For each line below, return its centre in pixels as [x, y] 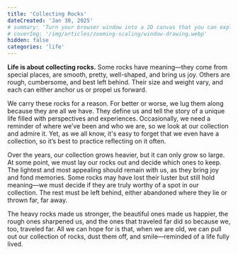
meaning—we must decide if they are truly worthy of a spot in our [103, 185]
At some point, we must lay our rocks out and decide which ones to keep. [114, 162]
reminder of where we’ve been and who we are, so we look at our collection [118, 126]
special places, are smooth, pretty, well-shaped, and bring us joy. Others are [119, 74]
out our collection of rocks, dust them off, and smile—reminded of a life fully [119, 236]
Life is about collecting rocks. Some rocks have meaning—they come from [118, 67]
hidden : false [28, 40]
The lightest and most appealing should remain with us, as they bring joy [113, 170]
